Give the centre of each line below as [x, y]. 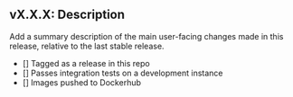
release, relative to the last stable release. [87, 46]
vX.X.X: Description [67, 15]
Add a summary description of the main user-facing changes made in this [146, 36]
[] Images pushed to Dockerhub [82, 82]
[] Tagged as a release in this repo [86, 63]
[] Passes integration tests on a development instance [123, 73]
